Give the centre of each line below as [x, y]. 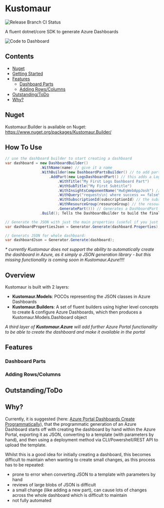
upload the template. [26, 445]
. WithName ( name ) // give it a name [76, 168]
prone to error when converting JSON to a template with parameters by [84, 474]
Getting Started [27, 73]
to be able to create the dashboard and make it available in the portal [75, 332]
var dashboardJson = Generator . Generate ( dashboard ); [60, 240]
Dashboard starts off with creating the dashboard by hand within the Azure [80, 429]
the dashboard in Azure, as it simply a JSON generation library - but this [78, 255]
